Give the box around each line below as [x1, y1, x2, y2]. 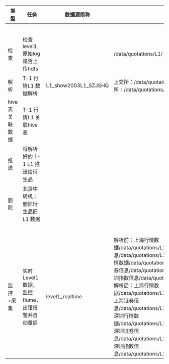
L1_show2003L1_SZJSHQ [46, 82, 109, 89]
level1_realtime [46, 293, 82, 300]
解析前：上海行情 [114, 237, 154, 243]
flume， [22, 297, 41, 303]
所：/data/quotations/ [114, 86, 165, 93]
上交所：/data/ [114, 78, 148, 85]
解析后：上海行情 [114, 282, 154, 289]
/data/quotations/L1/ [114, 51, 163, 57]
